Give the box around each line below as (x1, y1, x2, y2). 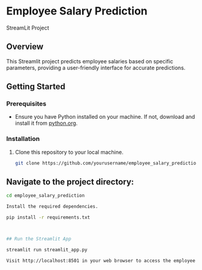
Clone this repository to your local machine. (14, 148, 124, 155)
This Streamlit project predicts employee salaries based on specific (6, 57, 174, 64)
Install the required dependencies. (6, 204, 98, 210)
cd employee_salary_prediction (6, 193, 85, 199)
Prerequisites (6, 99, 46, 108)
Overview (6, 42, 44, 52)
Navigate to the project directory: (6, 177, 134, 187)
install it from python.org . (14, 119, 78, 127)
